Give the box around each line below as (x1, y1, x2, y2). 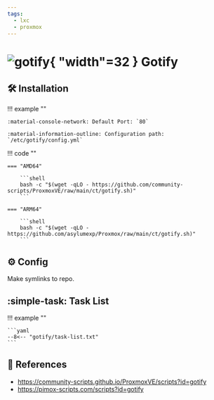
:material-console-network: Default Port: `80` (7, 118, 149, 125)
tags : (7, 10, 23, 18)
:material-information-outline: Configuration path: (7, 131, 165, 138)
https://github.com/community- (92, 181, 184, 189)
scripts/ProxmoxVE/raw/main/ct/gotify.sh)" (7, 187, 137, 194)
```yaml (7, 327, 30, 335)
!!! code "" (7, 149, 37, 158)
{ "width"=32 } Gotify (49, 54, 179, 70)
